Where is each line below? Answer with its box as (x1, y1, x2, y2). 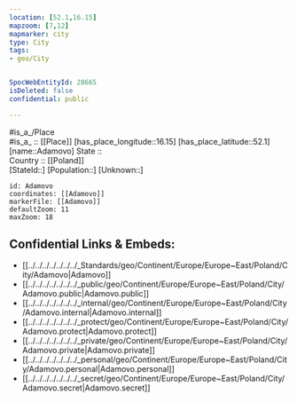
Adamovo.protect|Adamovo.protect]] (21, 326, 158, 337)
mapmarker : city (9, 29, 69, 38)
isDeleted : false (9, 86, 74, 95)
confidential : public (9, 94, 90, 103)
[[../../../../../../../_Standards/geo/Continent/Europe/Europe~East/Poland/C (21, 260, 288, 271)
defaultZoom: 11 (9, 205, 69, 214)
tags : (9, 46, 29, 55)
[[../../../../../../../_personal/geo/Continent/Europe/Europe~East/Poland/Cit (21, 354, 287, 365)
